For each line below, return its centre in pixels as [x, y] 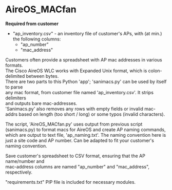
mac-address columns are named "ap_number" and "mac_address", [78, 166]
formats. [14, 65]
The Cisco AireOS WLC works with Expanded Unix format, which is [76, 71]
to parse [14, 87]
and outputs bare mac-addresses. [41, 103]
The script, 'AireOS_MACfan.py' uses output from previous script [74, 124]
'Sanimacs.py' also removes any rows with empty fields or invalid [74, 109]
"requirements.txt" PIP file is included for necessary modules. [71, 182]
